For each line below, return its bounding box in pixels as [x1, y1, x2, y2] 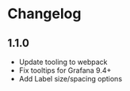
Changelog [7, 5, 82, 23]
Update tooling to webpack [18, 57, 108, 66]
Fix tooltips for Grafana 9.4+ [18, 66, 112, 75]
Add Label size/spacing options [18, 74, 123, 83]
